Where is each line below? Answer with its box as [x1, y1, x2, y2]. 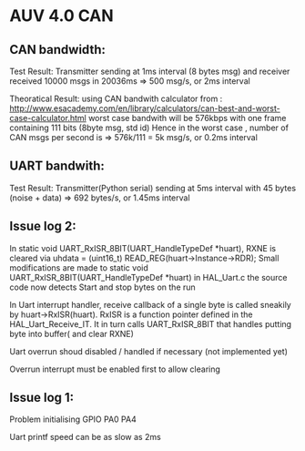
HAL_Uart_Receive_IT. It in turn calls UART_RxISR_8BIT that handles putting [9, 318, 292, 329]
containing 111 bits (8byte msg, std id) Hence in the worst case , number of [9, 122, 290, 133]
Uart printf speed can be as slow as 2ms [9, 432, 161, 443]
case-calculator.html [9, 113, 86, 123]
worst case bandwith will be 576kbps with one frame [87, 113, 287, 123]
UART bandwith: [9, 159, 105, 174]
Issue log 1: [9, 390, 75, 405]
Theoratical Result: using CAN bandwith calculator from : [9, 93, 223, 104]
